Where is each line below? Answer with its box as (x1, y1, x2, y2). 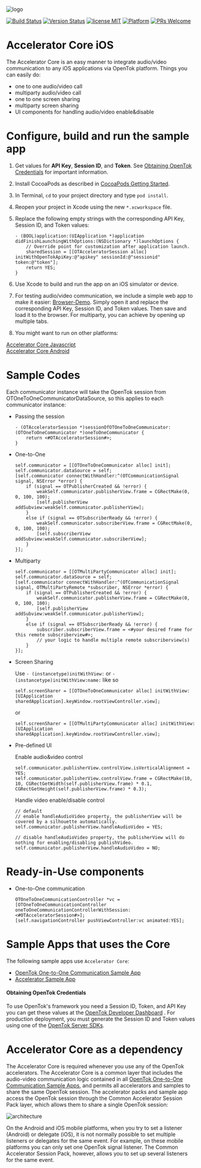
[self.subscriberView (37, 530, 91, 536)
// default (14, 808, 43, 814)
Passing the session (14, 413, 65, 420)
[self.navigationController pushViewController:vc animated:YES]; (14, 917, 185, 923)
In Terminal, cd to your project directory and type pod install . (14, 191, 169, 198)
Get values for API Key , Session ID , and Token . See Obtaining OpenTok (14, 162, 192, 169)
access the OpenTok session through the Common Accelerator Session (6, 1095, 183, 1102)
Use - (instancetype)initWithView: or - (14, 669, 116, 677)
